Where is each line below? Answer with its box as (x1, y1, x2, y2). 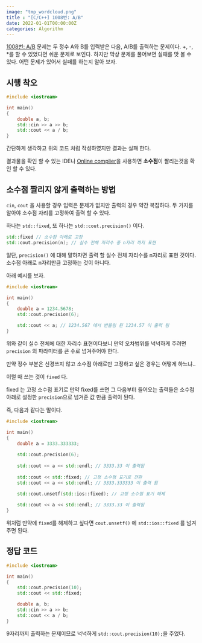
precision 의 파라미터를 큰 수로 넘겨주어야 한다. (6, 347, 119, 354)
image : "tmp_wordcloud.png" (6, 8, 77, 15)
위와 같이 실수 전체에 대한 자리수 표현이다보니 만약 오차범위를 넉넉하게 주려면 (6, 340, 187, 347)
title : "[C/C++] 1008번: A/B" (6, 15, 84, 21)
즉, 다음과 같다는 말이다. (6, 406, 63, 413)
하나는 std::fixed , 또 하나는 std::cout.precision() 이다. (6, 222, 145, 229)
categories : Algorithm (6, 25, 63, 32)
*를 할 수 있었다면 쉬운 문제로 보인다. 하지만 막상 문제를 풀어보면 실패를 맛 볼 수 (6, 51, 192, 58)
